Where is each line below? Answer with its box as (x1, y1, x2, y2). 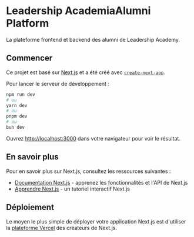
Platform (6, 16, 49, 30)
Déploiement (6, 202, 55, 212)
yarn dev (6, 102, 28, 108)
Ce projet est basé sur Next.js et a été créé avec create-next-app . (6, 69, 166, 76)
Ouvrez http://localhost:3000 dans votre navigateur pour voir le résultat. (6, 135, 181, 142)
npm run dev (6, 91, 35, 98)
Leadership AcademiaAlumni (6, 4, 151, 18)
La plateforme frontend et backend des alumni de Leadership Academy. (6, 36, 180, 43)
